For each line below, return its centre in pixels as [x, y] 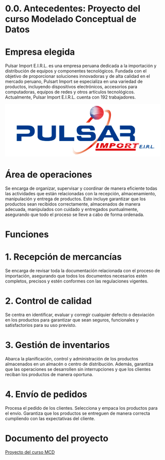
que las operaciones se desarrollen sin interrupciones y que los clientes [78, 369]
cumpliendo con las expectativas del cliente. [50, 418]
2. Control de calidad [49, 301]
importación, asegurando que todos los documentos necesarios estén [76, 276]
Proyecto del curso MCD [30, 452]
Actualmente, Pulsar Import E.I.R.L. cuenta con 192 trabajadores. [71, 97]
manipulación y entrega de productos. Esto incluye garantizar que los [76, 199]
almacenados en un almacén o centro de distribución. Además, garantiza [79, 364]
